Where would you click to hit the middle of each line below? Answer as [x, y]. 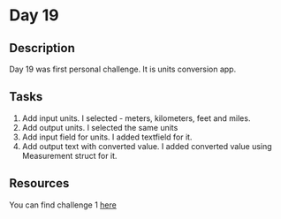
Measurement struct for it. [69, 155]
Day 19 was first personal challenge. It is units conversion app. [123, 69]
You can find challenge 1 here [63, 205]
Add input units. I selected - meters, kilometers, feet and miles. [136, 118]
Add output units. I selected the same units [100, 127]
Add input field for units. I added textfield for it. [107, 137]
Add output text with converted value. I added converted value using [147, 146]
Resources [39, 183]
